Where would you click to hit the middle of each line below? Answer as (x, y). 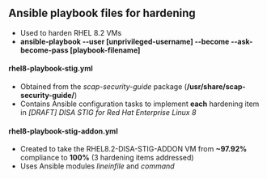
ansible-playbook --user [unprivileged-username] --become (125, 41)
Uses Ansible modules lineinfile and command (97, 166)
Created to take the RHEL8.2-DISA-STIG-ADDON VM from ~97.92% (133, 149)
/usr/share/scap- (216, 87)
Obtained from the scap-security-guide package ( (104, 87)
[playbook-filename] (105, 50)
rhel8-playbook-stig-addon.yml (64, 131)
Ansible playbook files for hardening (102, 13)
